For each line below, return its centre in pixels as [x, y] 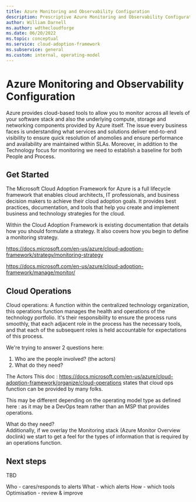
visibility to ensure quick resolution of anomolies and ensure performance [94, 138]
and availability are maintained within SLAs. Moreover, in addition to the [92, 144]
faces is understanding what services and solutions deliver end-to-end [91, 131]
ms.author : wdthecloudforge [40, 28]
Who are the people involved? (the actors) [65, 359]
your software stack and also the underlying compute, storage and [86, 119]
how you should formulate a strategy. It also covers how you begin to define [97, 231]
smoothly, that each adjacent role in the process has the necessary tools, [94, 324]
